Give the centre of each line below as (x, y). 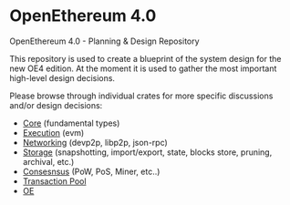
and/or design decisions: (56, 105)
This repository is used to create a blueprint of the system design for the (145, 58)
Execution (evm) (53, 132)
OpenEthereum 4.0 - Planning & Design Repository (104, 41)
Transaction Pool (54, 181)
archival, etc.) (48, 161)
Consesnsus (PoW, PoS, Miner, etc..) (91, 171)
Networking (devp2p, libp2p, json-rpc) (95, 142)
